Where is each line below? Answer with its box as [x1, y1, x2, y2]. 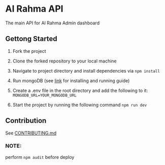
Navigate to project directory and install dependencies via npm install [12, 68, 160, 74]
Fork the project [12, 48, 47, 54]
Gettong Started [5, 35, 57, 43]
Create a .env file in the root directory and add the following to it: [12, 87, 148, 93]
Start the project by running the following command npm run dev [12, 102, 147, 108]
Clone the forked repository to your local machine [12, 58, 117, 64]
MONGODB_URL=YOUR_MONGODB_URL [12, 92, 77, 98]
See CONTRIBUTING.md [5, 130, 57, 136]
